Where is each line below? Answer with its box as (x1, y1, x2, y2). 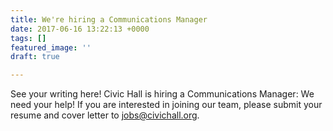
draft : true (10, 52, 60, 62)
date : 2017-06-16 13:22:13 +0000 (10, 24, 150, 34)
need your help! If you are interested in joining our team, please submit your (10, 99, 323, 111)
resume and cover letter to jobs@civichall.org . (10, 109, 200, 121)
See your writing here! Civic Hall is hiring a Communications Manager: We (10, 88, 315, 100)
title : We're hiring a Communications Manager (10, 14, 208, 25)
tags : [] (10, 33, 47, 43)
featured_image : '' (10, 42, 92, 53)
